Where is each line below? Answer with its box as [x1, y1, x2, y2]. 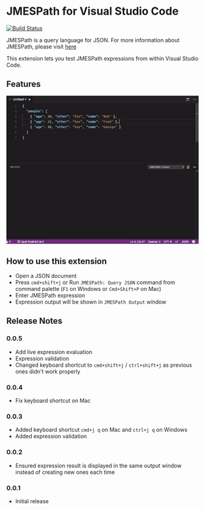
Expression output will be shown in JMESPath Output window [15, 298, 167, 306]
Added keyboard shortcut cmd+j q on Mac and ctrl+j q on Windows [15, 426, 188, 433]
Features [6, 79, 41, 89]
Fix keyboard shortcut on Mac [15, 397, 91, 404]
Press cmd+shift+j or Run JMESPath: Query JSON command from [15, 279, 176, 286]
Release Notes [6, 316, 63, 326]
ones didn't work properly [15, 367, 81, 375]
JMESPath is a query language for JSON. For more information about [6, 36, 180, 43]
